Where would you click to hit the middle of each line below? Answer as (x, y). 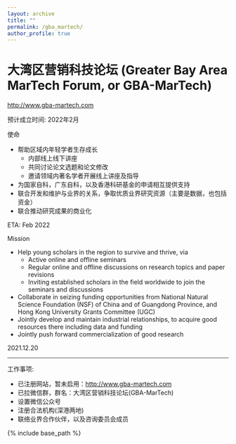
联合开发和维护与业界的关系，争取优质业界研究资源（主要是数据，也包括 (122, 193)
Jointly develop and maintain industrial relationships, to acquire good (117, 320)
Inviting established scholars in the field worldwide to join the (117, 282)
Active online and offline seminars (77, 260)
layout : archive (31, 14)
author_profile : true (39, 33)
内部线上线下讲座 (53, 158)
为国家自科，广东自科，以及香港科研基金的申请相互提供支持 (104, 185)
